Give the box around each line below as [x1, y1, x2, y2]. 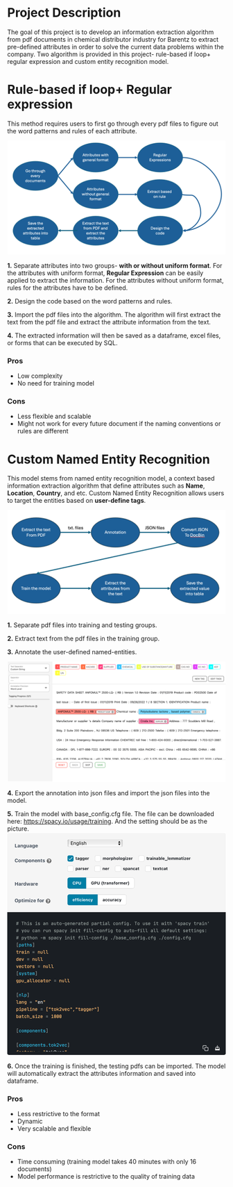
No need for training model [17, 379, 95, 388]
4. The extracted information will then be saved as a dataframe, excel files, [7, 331, 221, 340]
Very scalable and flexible [17, 1124, 92, 1133]
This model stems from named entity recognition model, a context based [7, 474, 215, 483]
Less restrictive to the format [17, 1109, 101, 1118]
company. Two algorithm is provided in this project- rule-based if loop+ [7, 50, 212, 58]
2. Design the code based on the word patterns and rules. [7, 297, 173, 305]
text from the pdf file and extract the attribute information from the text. [7, 317, 212, 326]
